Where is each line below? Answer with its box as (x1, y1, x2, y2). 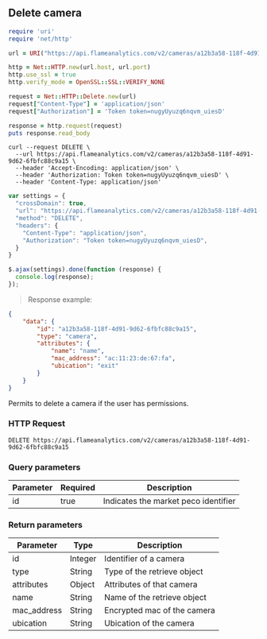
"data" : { (22, 317, 56, 325)
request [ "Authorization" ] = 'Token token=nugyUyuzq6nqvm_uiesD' (8, 107, 226, 115)
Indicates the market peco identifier (103, 496, 236, 507)
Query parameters (8, 461, 81, 472)
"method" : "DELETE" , (15, 215, 83, 223)
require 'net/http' (8, 35, 73, 43)
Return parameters (8, 520, 83, 531)
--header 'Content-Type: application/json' (15, 178, 161, 186)
